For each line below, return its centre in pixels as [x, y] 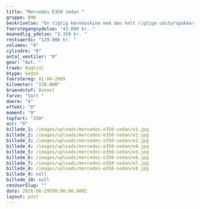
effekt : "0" [21, 107]
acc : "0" [17, 124]
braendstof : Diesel [31, 90]
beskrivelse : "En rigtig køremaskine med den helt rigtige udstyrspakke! [101, 23]
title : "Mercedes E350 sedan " [45, 12]
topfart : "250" [25, 118]
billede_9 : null [26, 174]
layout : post [23, 196]
